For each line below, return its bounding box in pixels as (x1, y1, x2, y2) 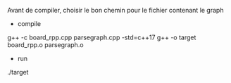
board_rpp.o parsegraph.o (7, 41, 84, 49)
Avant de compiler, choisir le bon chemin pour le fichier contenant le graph (7, 6, 224, 14)
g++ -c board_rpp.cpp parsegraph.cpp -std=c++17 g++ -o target (7, 33, 196, 41)
